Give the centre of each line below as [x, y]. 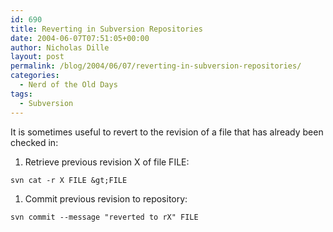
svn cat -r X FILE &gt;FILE [69, 180]
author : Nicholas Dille [60, 47]
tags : [21, 94]
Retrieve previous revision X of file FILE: [107, 162]
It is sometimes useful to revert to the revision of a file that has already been [167, 132]
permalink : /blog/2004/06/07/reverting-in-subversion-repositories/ [156, 66]
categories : [35, 76]
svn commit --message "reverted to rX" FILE [104, 217]
